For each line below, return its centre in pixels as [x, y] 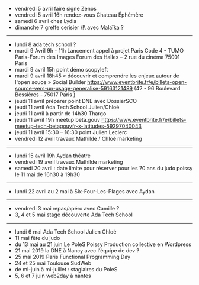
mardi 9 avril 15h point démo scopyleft [61, 69]
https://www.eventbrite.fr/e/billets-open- [137, 82]
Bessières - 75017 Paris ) [45, 95]
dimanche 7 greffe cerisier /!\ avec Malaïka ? [69, 27]
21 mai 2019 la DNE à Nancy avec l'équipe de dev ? [77, 250]
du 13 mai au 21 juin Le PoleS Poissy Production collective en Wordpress [103, 244]
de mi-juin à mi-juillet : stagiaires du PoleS [66, 269]
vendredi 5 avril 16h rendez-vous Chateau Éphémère [79, 15]
